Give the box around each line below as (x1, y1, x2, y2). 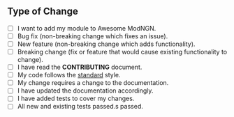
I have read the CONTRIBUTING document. (17, 63, 142, 72)
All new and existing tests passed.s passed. (17, 102, 143, 111)
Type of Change (7, 6, 78, 17)
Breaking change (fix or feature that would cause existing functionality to (17, 48, 228, 56)
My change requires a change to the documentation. (17, 79, 169, 87)
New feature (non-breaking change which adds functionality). (17, 40, 196, 48)
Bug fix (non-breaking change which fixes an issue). (17, 31, 168, 40)
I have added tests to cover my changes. (17, 94, 135, 103)
